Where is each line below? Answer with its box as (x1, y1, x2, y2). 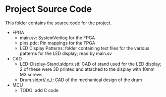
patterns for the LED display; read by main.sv (19, 50, 112, 56)
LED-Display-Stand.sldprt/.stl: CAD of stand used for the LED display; (19, 61, 162, 67)
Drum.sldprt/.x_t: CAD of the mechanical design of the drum (19, 77, 142, 83)
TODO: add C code (19, 87, 58, 93)
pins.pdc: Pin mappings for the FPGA (19, 40, 96, 46)
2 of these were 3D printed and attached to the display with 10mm (19, 66, 155, 72)
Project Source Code (5, 3, 92, 15)
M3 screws (19, 71, 43, 77)
